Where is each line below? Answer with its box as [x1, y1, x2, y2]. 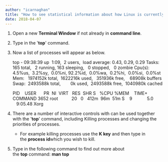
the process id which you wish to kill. [19, 136, 96, 142]
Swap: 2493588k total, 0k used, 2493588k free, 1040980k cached [12, 80, 163, 86]
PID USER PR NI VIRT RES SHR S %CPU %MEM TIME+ [12, 90, 148, 96]
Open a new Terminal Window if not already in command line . [12, 30, 142, 36]
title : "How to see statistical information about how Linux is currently [5, 12, 164, 17]
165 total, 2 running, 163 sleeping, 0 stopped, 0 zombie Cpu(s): [12, 64, 149, 70]
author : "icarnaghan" [5, 7, 50, 12]
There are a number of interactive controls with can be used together [12, 110, 155, 116]
